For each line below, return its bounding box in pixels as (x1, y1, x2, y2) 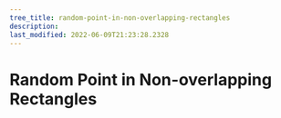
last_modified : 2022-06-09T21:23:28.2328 (9, 30, 170, 39)
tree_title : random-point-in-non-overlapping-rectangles (9, 13, 231, 23)
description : (9, 22, 59, 31)
